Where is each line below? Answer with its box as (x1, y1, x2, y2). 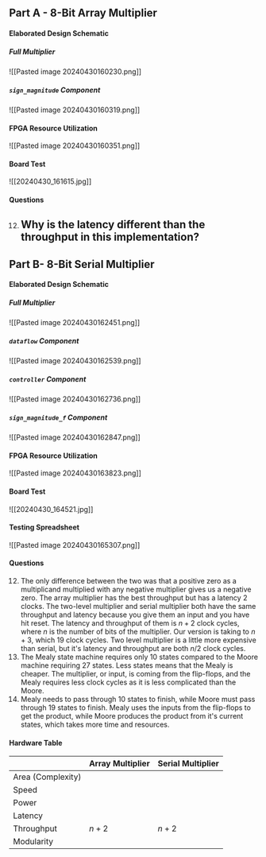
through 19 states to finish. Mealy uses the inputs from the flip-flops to (20, 703, 251, 712)
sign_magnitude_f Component (9, 413, 108, 422)
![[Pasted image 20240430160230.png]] (9, 67, 142, 76)
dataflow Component (9, 335, 79, 345)
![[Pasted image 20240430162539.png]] (9, 356, 141, 366)
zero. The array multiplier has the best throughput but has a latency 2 (20, 592, 248, 603)
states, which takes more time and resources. (20, 719, 170, 729)
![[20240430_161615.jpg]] (9, 176, 92, 186)
